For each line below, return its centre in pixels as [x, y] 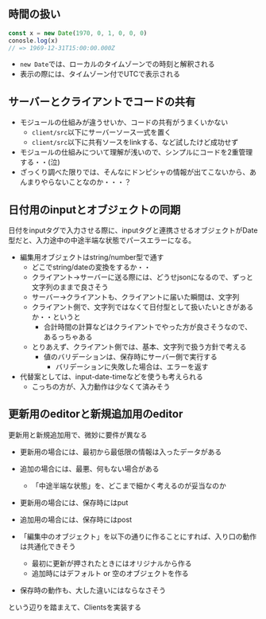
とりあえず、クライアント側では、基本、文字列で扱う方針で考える [139, 347]
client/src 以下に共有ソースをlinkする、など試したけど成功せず [135, 143]
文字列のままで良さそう [70, 287]
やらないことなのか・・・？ [86, 182]
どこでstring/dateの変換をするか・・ [91, 267]
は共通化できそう [48, 546]
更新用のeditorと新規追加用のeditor [96, 414]
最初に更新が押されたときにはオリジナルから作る [112, 563]
